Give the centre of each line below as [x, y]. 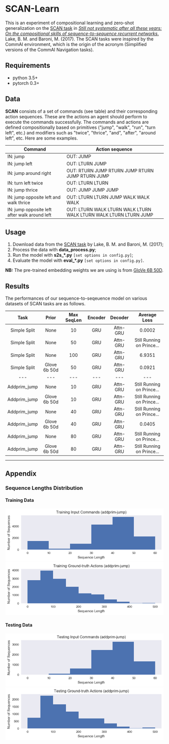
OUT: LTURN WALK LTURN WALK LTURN [109, 209]
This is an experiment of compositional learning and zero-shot [70, 23]
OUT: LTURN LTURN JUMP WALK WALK [108, 197]
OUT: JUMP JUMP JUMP [93, 190]
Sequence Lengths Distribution [44, 488]
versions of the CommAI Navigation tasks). [50, 50]
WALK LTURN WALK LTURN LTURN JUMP [110, 215]
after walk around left [29, 215]
